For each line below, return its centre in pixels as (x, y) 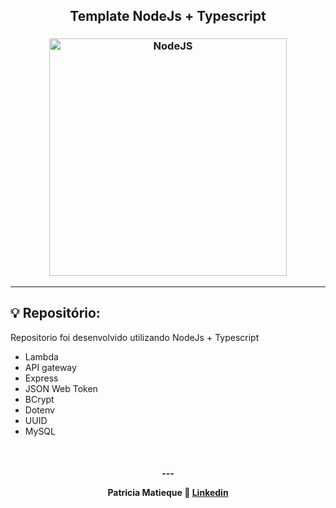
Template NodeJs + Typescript (168, 16)
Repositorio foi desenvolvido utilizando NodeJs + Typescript (135, 337)
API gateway (50, 367)
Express (41, 378)
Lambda (41, 356)
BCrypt (39, 399)
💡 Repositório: (55, 313)
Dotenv (39, 410)
